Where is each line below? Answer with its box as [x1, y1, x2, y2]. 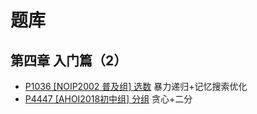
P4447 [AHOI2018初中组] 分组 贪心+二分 [24, 93, 193, 105]
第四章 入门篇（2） [10, 52, 128, 69]
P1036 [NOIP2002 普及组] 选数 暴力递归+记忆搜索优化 [24, 81, 248, 92]
